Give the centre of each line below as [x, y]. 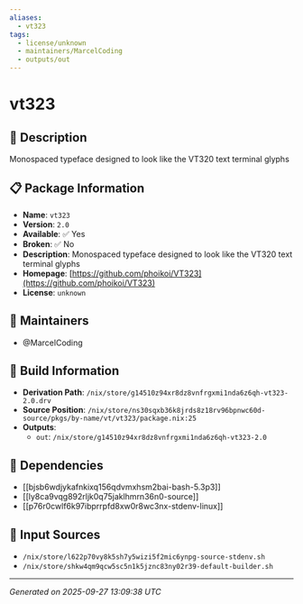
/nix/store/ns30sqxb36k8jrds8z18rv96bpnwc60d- [176, 411]
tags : [19, 34]
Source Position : [54, 410]
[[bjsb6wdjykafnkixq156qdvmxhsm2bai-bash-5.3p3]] [121, 487]
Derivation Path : [53, 392]
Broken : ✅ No [48, 243]
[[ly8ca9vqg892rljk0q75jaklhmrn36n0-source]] [110, 497]
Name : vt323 [46, 215]
